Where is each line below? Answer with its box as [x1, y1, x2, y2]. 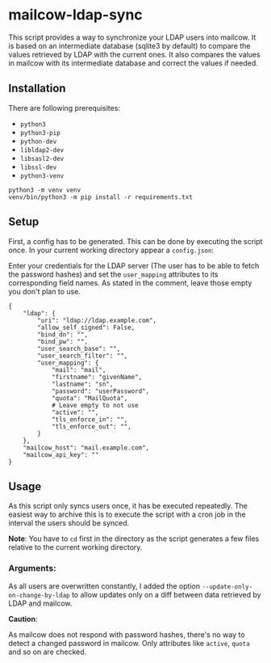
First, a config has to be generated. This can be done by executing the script [8, 236, 263, 246]
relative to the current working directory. [8, 543, 143, 552]
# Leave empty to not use [51, 401, 139, 409]
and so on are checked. [8, 647, 87, 657]
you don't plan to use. [8, 286, 81, 296]
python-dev [19, 137, 57, 146]
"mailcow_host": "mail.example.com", [23, 443, 150, 452]
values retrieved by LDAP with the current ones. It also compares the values [8, 49, 261, 59]
